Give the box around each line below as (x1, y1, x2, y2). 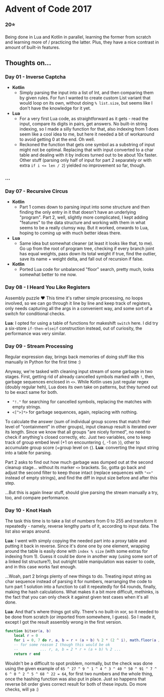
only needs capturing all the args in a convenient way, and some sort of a (5, 305, 153, 311)
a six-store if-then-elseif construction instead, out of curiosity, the (5, 325, 143, 331)
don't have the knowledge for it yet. (19, 105, 91, 111)
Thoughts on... (5, 59, 51, 67)
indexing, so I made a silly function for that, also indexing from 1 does (19, 126, 159, 132)
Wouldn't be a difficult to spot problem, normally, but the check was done (5, 660, 153, 666)
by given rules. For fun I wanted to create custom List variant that (19, 95, 151, 101)
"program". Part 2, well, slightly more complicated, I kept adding (19, 214, 148, 221)
